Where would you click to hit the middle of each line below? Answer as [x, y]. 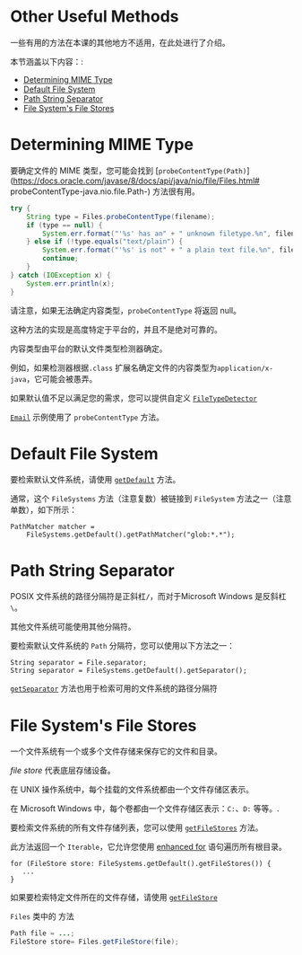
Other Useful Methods [95, 17]
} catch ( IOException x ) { [60, 275]
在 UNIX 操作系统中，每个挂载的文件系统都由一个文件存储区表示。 [132, 790]
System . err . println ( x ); [71, 283]
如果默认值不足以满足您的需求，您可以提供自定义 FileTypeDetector [134, 398]
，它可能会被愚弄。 [62, 378]
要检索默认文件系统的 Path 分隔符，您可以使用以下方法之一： [123, 646]
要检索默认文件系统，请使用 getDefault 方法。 [95, 480]
